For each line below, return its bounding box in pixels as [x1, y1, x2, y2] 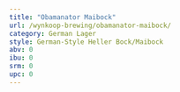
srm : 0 [9, 62, 34, 71]
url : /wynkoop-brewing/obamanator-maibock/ [9, 21, 172, 30]
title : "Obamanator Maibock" [9, 12, 116, 22]
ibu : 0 [9, 53, 34, 62]
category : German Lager [9, 29, 97, 38]
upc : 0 [9, 70, 34, 79]
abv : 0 [9, 46, 34, 54]
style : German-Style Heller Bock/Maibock [9, 37, 164, 46]
